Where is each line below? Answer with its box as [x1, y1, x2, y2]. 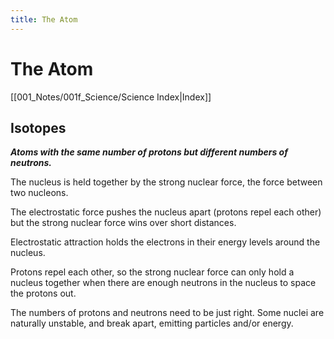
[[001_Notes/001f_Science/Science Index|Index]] [10, 91, 212, 103]
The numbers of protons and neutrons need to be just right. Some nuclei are [10, 307, 325, 319]
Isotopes [10, 119, 67, 136]
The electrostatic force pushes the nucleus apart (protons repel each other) [10, 206, 322, 218]
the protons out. [10, 287, 77, 300]
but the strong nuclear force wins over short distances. [10, 217, 237, 229]
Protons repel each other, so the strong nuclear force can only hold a [10, 266, 295, 278]
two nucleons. [10, 187, 69, 199]
